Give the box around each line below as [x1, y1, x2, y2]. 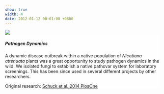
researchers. [5, 74, 31, 80]
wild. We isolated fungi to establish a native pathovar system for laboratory [5, 63, 157, 69]
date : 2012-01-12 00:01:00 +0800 [5, 16, 74, 21]
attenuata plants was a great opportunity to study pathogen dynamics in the [5, 58, 160, 64]
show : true [5, 7, 27, 12]
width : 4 [5, 12, 23, 17]
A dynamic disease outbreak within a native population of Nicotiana [5, 53, 142, 59]
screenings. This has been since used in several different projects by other [5, 69, 156, 74]
